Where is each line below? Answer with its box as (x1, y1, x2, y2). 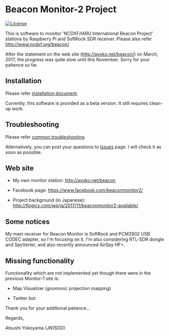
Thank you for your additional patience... (5, 305, 91, 311)
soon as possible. (5, 149, 42, 155)
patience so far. (5, 62, 38, 68)
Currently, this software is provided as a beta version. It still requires (5, 100, 149, 106)
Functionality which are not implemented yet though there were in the (5, 270, 151, 276)
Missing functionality (5, 256, 75, 265)
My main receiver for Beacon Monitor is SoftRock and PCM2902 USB (5, 231, 150, 237)
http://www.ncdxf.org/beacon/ (5, 41, 70, 47)
